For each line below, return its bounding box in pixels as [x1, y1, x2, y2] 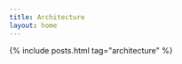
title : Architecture [9, 12, 86, 22]
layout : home [9, 21, 58, 30]
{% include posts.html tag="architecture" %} [9, 45, 173, 55]
